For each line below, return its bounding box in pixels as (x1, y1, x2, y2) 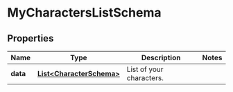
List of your (126, 64, 164, 74)
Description (141, 53, 181, 62)
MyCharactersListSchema (7, 5, 162, 21)
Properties (7, 33, 54, 44)
